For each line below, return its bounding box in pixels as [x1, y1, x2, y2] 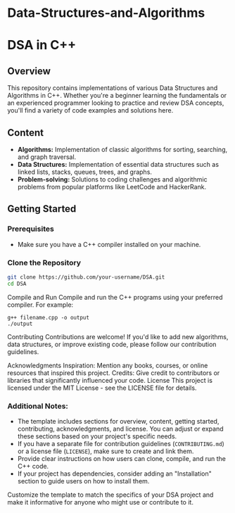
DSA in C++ [7, 37, 77, 53]
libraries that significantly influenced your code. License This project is [7, 376, 213, 384]
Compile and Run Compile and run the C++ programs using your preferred [7, 293, 223, 301]
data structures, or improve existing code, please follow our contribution [7, 340, 217, 348]
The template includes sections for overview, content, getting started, [17, 417, 220, 426]
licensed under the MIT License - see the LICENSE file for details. [7, 384, 197, 392]
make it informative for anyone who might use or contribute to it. [7, 498, 193, 507]
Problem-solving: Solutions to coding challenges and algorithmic [17, 175, 208, 184]
